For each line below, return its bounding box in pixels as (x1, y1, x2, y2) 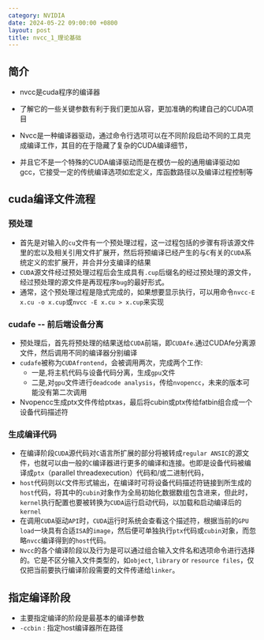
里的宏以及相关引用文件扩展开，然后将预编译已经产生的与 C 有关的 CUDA (19, 247, 245, 257)
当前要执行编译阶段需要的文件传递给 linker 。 (33, 566, 180, 575)
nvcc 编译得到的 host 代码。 (26, 536, 111, 545)
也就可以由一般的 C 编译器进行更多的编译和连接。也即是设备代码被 (33, 458, 244, 468)
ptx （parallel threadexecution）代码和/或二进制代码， (33, 468, 209, 478)
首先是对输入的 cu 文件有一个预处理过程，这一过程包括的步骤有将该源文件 (19, 238, 255, 247)
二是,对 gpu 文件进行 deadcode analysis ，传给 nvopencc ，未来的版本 (31, 378, 244, 387)
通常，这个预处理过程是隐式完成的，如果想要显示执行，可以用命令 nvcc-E (19, 287, 255, 296)
